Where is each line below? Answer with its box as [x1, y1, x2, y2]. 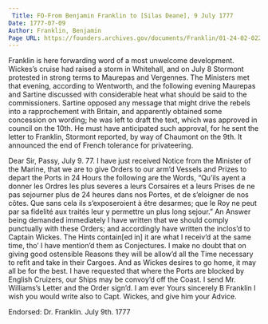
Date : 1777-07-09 [8, 19, 66, 27]
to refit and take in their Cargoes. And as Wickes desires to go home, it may [8, 258, 257, 267]
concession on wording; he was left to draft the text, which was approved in [8, 115, 258, 124]
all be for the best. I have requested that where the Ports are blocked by [8, 267, 245, 276]
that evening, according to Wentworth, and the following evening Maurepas [8, 81, 256, 91]
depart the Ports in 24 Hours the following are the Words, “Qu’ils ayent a [8, 173, 246, 183]
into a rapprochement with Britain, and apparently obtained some [8, 107, 223, 117]
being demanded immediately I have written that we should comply [8, 215, 229, 225]
